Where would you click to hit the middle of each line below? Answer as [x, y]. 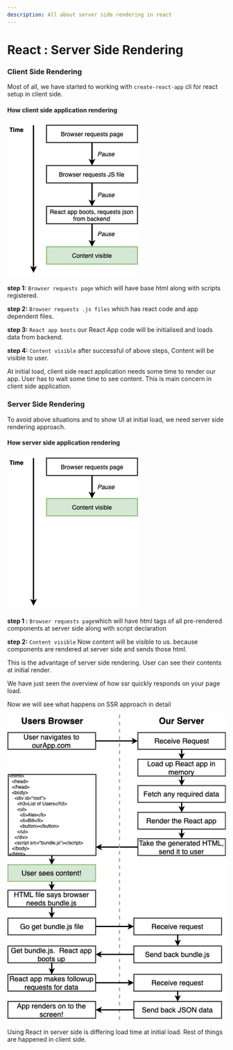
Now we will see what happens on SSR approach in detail [89, 704]
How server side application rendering [63, 443]
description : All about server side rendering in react [89, 15]
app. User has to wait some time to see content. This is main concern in [110, 379]
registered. [23, 296]
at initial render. [29, 669]
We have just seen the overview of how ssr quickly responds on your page [114, 683]
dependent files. [31, 317]
